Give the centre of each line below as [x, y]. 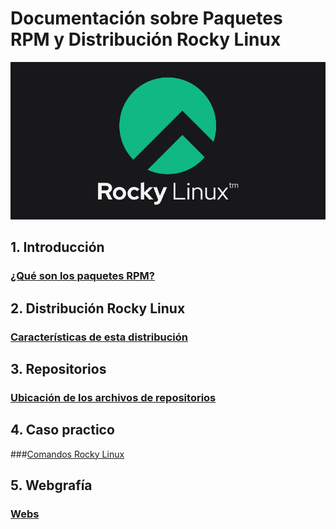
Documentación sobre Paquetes [146, 18]
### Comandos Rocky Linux [67, 454]
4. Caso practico [62, 430]
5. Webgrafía [51, 485]
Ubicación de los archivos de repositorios [113, 397]
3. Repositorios [58, 368]
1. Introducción [57, 247]
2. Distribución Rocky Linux [98, 308]
